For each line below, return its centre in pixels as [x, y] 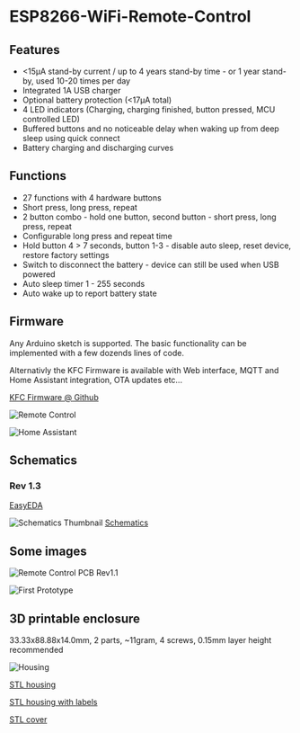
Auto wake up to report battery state [89, 293]
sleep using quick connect [71, 138]
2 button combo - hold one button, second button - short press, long [149, 217]
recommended [36, 649]
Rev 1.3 [26, 486]
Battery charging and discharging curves [98, 147]
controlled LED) [51, 119]
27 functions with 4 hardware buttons [92, 197]
